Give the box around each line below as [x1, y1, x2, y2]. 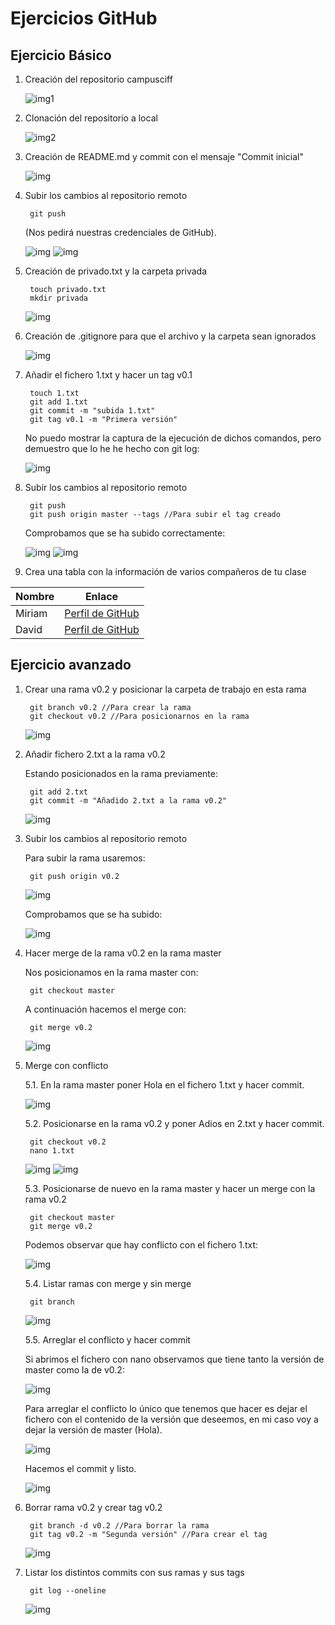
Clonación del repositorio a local [24, 112, 158, 124]
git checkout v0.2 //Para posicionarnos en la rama [29, 711, 250, 721]
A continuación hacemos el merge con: [24, 1003, 187, 1015]
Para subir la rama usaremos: [24, 852, 146, 864]
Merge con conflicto [24, 1059, 109, 1071]
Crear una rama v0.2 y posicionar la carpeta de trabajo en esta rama [24, 683, 307, 695]
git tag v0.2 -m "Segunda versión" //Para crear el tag [29, 1529, 268, 1539]
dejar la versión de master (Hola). [24, 1423, 163, 1436]
